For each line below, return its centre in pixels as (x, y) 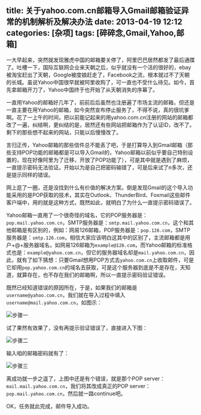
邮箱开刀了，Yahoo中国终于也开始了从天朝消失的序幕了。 (87, 90)
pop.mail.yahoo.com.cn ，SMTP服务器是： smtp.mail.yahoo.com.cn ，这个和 (98, 222)
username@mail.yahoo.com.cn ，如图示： (54, 302)
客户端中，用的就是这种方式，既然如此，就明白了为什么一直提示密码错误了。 (100, 202)
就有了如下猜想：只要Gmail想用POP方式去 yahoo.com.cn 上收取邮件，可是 (105, 260)
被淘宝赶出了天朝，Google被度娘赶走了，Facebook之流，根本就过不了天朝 (98, 75)
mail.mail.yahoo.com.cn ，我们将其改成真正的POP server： (79, 386)
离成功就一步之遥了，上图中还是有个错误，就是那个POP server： (86, 379)
